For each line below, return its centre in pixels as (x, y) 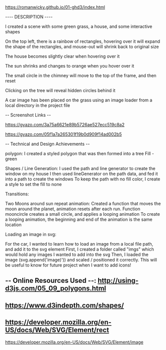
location (13, 225)
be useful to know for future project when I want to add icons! (68, 265)
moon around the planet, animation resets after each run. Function (73, 209)
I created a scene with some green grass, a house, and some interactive (79, 26)
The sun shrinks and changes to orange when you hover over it (70, 66)
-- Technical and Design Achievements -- (48, 144)
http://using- (118, 281)
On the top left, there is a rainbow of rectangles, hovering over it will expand (83, 41)
